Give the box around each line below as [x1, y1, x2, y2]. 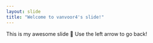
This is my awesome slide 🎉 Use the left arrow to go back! [6, 30, 148, 37]
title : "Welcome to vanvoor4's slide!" [6, 14, 105, 20]
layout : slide [6, 8, 41, 15]
